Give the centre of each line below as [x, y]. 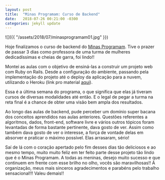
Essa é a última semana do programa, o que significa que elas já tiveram [79, 92]
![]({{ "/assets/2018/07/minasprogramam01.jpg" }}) [57, 37]
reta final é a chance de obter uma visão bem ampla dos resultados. [74, 102]
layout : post [18, 10]
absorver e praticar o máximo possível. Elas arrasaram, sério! [67, 138]
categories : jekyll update [33, 23]
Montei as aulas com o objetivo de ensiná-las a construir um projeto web [79, 67]
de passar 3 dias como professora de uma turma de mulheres [68, 52]
